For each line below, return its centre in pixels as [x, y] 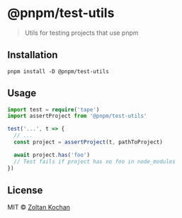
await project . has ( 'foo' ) [52, 155]
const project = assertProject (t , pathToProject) [88, 142]
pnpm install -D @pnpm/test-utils [58, 71]
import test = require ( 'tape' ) [53, 109]
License [25, 190]
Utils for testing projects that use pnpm [82, 33]
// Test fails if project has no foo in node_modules [95, 161]
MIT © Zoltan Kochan [39, 207]
